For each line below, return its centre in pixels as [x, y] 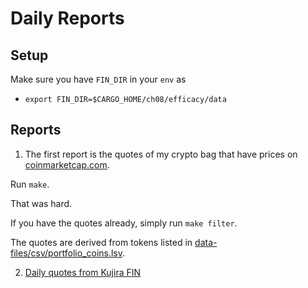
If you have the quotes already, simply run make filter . [124, 223]
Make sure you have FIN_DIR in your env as [98, 79]
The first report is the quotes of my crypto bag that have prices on [161, 154]
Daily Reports [67, 18]
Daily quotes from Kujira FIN [83, 272]
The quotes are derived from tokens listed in [101, 242]
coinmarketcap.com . [67, 164]
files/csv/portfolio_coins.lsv [66, 253]
